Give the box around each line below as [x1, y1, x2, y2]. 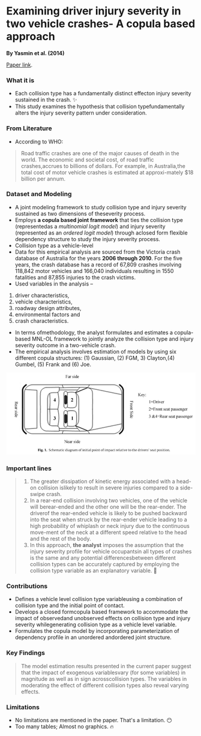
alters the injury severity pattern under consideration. [14, 109, 147, 116]
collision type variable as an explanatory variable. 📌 [29, 567, 157, 574]
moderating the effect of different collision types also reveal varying [20, 681, 189, 689]
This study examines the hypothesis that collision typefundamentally [14, 103, 185, 110]
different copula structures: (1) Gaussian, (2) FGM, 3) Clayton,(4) [14, 354, 175, 361]
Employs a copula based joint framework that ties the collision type [14, 216, 184, 223]
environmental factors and [14, 311, 80, 318]
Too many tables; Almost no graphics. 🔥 [14, 723, 114, 730]
